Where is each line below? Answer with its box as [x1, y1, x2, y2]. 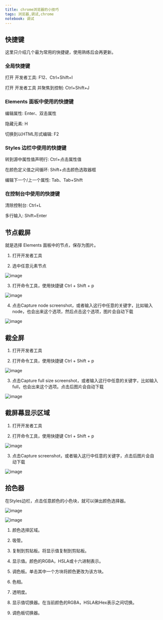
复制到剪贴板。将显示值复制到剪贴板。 [12, 547, 89, 553]
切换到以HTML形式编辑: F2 [5, 131, 59, 137]
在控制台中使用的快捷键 [5, 190, 60, 197]
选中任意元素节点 [12, 263, 47, 269]
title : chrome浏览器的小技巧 [5, 7, 59, 12]
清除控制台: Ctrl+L [5, 203, 41, 208]
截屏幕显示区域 [5, 409, 50, 417]
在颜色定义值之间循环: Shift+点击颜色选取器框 [5, 167, 96, 173]
